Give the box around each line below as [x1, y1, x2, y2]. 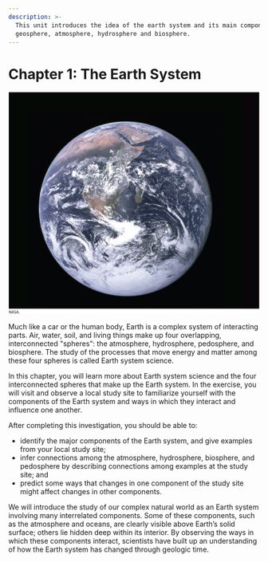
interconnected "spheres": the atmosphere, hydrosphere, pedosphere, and [8, 339, 254, 348]
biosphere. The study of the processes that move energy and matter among [8, 348, 258, 357]
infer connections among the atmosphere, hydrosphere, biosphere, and [19, 453, 255, 462]
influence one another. [8, 405, 82, 415]
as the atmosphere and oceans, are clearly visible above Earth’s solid [8, 519, 235, 529]
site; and [19, 470, 49, 480]
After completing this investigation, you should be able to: [8, 421, 198, 430]
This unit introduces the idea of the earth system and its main [15, 21, 238, 29]
